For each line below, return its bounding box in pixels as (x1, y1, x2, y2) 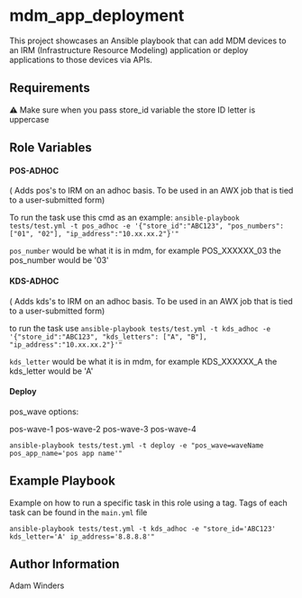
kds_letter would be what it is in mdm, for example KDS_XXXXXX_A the (9, 356, 278, 367)
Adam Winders (9, 580, 65, 591)
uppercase (9, 113, 50, 124)
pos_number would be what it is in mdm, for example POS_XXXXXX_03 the (9, 245, 281, 257)
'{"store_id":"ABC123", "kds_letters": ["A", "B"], (9, 332, 207, 341)
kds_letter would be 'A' (9, 366, 94, 376)
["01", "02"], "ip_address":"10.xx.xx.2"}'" (9, 230, 179, 239)
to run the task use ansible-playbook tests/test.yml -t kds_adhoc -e (9, 322, 271, 333)
